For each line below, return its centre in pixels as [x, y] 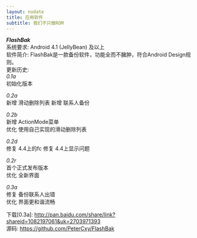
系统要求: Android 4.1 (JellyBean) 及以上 [56, 47]
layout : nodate [25, 12]
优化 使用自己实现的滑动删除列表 [47, 129]
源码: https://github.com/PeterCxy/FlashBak [60, 228]
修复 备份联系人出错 [31, 194]
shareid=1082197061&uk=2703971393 [53, 221]
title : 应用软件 [25, 17]
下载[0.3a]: [20, 215]
